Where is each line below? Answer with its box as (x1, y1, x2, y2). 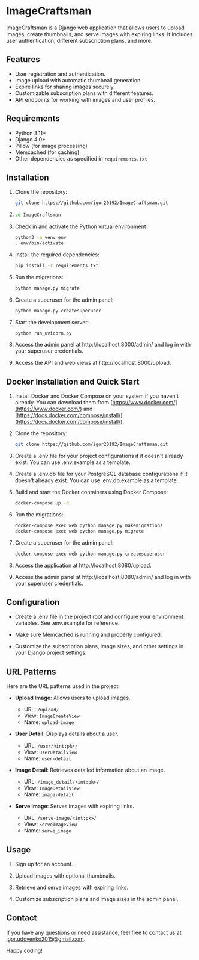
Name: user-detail (23, 755, 72, 762)
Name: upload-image (23, 719, 74, 726)
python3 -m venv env (14, 235, 67, 241)
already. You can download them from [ (14, 399, 113, 406)
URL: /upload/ (23, 706, 59, 713)
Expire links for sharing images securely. (14, 83, 115, 90)
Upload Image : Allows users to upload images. (14, 694, 131, 702)
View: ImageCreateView (23, 712, 80, 720)
